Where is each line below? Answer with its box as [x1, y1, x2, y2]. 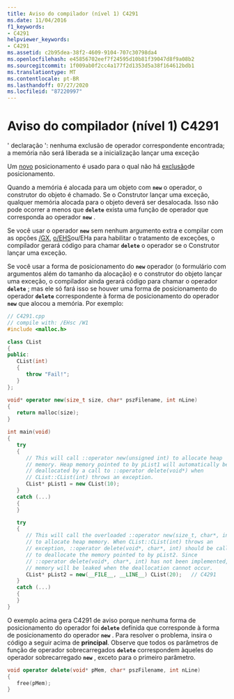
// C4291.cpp [7, 313, 45, 320]
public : [7, 351, 30, 358]
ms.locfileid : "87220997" [7, 88, 82, 95]
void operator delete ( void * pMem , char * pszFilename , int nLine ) [7, 666, 201, 674]
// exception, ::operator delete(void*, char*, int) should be [25, 545, 214, 552]
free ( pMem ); [16, 679, 52, 686]
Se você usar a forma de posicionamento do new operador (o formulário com [7, 263, 226, 271]
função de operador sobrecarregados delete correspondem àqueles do [7, 645, 214, 654]
